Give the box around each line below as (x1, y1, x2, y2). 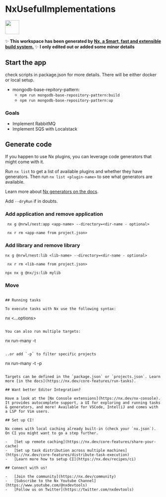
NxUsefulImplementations (5, 3, 116, 15)
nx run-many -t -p (5, 360, 42, 366)
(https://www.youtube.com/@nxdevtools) (5, 483, 88, 488)
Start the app (5, 59, 47, 67)
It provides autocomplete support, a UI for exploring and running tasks (5, 400, 161, 405)
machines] (107, 448, 127, 453)
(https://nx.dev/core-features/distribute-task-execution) (5, 452, 130, 457)
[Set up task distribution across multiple (14, 448, 106, 453)
